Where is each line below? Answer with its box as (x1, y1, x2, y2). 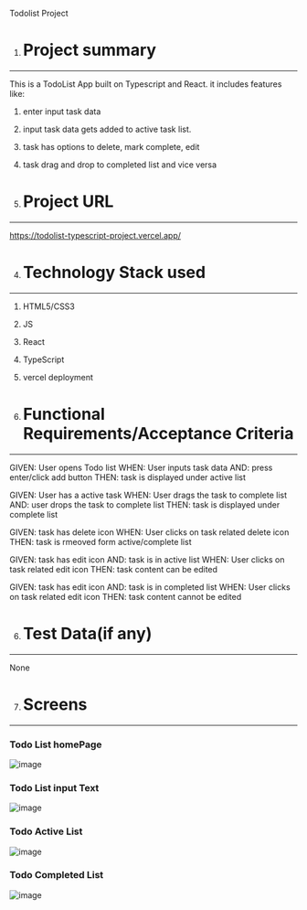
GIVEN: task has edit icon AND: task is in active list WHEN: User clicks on (9, 553, 285, 565)
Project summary (22, 40, 157, 60)
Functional (22, 404, 105, 424)
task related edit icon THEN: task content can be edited (9, 563, 217, 574)
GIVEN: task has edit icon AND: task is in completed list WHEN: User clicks (9, 581, 291, 593)
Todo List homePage (9, 738, 102, 751)
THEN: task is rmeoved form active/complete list (9, 536, 192, 547)
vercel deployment (22, 371, 94, 382)
